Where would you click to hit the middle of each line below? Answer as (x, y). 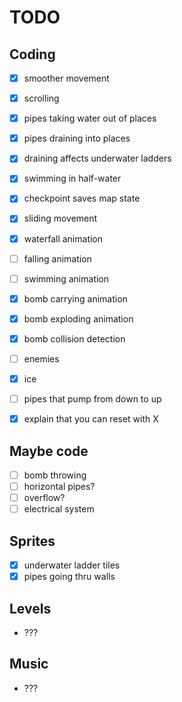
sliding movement (60, 218)
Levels (30, 608)
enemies (41, 358)
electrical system (59, 509)
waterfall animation (63, 238)
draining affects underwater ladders (97, 158)
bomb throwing (55, 475)
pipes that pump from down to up (92, 399)
